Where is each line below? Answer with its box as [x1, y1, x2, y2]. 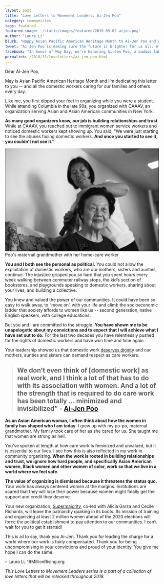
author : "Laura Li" [5, 34, 45, 39]
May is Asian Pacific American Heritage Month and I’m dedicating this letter [5, 78, 157, 84]
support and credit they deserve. [5, 493, 71, 499]
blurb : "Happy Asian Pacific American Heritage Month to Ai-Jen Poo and [5, 39, 156, 44]
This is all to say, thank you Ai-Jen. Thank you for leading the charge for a [5, 534, 154, 539]
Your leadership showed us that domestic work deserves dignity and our [5, 347, 151, 352]
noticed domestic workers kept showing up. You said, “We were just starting [5, 128, 159, 134]
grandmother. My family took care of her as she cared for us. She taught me [5, 428, 158, 434]
